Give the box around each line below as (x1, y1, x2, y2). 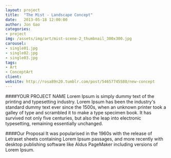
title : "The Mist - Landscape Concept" (5, 12, 93, 17)
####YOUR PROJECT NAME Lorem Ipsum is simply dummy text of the (5, 93, 155, 99)
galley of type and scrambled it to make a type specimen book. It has (5, 109, 151, 115)
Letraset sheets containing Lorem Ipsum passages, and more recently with (5, 135, 163, 142)
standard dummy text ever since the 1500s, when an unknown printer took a (5, 104, 166, 110)
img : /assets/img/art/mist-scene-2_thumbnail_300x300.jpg (5, 36, 132, 42)
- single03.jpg (5, 55, 38, 61)
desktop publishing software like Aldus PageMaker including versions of (5, 141, 158, 147)
